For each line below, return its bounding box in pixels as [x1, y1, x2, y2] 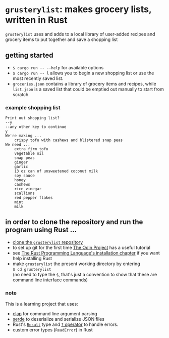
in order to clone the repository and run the [5, 218, 143, 226]
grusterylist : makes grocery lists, [5, 4, 152, 15]
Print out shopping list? [5, 115, 60, 121]
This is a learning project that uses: [5, 301, 78, 307]
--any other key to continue [5, 124, 67, 130]
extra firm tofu [14, 147, 49, 152]
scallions [14, 191, 35, 196]
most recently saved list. [12, 75, 64, 81]
